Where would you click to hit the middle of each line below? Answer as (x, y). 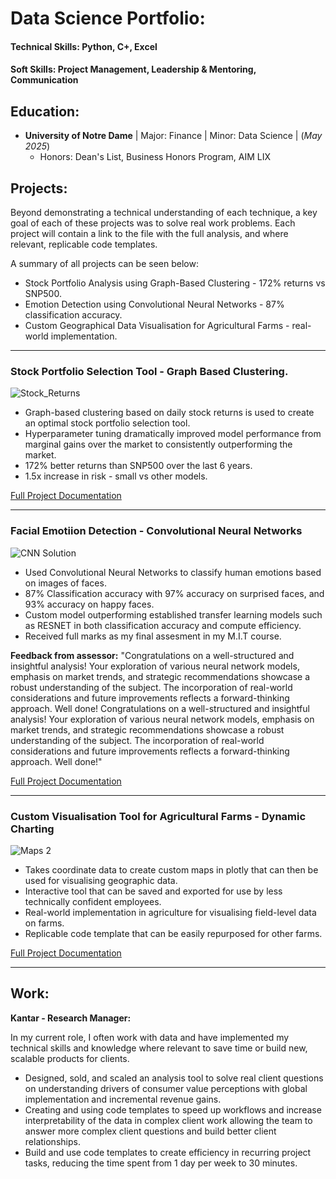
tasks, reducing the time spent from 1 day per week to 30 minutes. (161, 1163)
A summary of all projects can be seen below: (104, 263)
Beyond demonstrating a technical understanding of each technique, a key (164, 212)
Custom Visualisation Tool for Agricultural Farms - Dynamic (158, 816)
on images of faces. (65, 583)
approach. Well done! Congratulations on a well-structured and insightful (160, 708)
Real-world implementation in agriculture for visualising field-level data (170, 912)
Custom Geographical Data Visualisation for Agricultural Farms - (157, 325)
